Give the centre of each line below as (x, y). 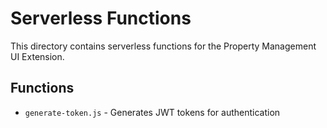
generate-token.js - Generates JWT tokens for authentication (152, 112)
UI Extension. (37, 56)
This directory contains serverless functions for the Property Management (163, 46)
